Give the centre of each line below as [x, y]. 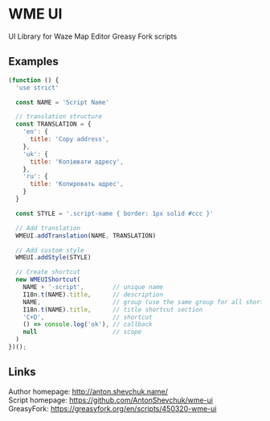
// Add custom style [50, 250]
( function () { [34, 80]
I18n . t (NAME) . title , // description [93, 295]
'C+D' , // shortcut [88, 317]
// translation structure [59, 117]
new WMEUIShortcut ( [48, 280]
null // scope [82, 332]
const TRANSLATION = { [53, 124]
